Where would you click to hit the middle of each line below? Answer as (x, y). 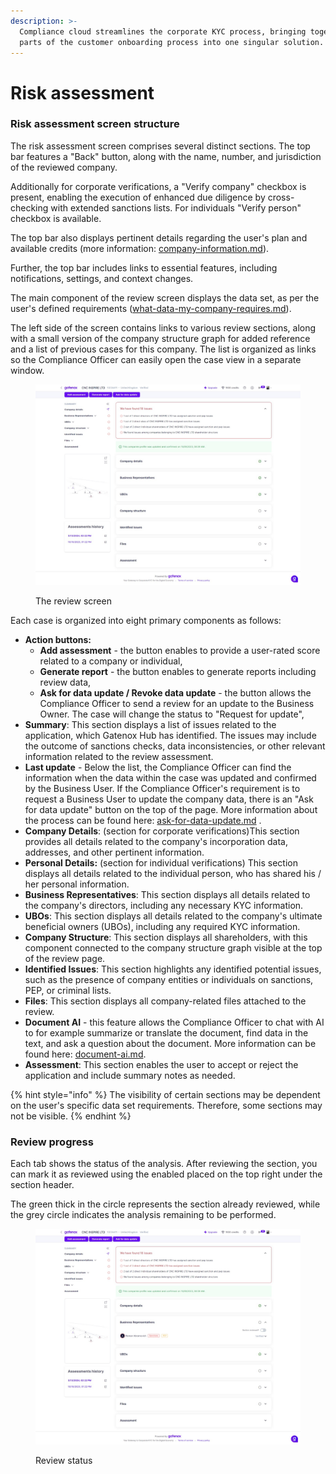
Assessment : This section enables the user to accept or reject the (161, 1065)
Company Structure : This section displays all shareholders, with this (166, 937)
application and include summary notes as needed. (130, 1076)
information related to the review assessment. (119, 757)
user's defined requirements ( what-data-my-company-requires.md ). (151, 308)
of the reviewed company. (64, 167)
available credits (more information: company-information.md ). (140, 248)
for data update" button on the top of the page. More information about (171, 810)
